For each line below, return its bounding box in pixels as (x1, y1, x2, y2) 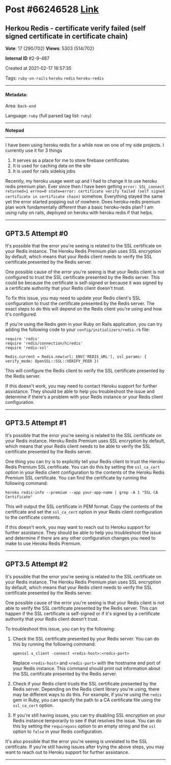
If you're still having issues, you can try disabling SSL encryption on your (12, 712, 165, 718)
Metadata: (5, 91, 28, 97)
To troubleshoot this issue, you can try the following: (5, 626, 116, 632)
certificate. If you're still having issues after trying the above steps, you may (5, 744, 164, 750)
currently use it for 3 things (5, 147, 63, 154)
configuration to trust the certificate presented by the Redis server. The (5, 300, 155, 307)
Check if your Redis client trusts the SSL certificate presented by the (12, 680, 157, 686)
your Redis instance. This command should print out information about (12, 665, 161, 671)
